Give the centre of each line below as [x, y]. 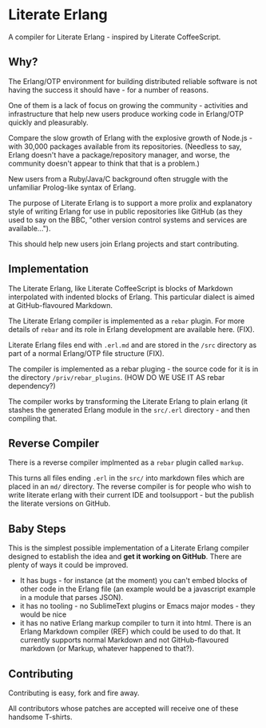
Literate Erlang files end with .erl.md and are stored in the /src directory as [133, 345]
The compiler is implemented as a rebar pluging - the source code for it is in [133, 369]
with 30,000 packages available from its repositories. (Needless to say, [125, 146]
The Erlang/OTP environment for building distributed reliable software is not [133, 81]
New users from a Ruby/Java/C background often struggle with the [119, 178]
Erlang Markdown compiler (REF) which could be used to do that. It [130, 632]
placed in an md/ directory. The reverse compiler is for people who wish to [130, 486]
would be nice [43, 614]
